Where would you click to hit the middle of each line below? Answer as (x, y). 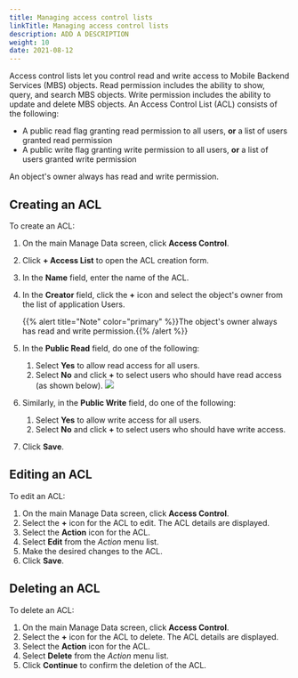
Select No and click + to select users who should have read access (158, 375)
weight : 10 (29, 42)
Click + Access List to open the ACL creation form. (115, 260)
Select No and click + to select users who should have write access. (161, 429)
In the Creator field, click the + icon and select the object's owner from (152, 295)
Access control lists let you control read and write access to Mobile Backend (149, 76)
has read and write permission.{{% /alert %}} (105, 331)
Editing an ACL (51, 475)
